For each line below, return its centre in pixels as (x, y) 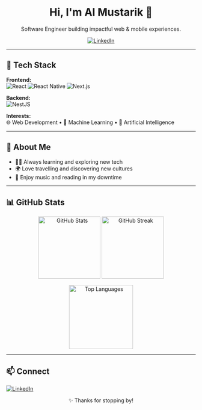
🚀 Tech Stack (31, 65)
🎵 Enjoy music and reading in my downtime (68, 177)
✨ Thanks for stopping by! (101, 400)
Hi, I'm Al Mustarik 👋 (101, 12)
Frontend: (19, 79)
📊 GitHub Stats (35, 202)
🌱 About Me (29, 147)
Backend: (18, 98)
